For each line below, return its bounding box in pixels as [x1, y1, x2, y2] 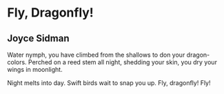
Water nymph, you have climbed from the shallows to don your [7, 50, 185, 59]
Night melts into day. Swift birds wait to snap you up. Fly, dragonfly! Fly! [7, 79, 212, 87]
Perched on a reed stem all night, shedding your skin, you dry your [28, 58, 217, 66]
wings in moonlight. [7, 66, 63, 73]
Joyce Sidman [7, 32, 70, 44]
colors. [7, 58, 27, 66]
